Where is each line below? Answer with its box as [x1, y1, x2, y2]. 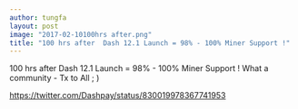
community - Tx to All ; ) [9, 73, 100, 84]
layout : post [9, 22, 59, 31]
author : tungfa [9, 13, 67, 23]
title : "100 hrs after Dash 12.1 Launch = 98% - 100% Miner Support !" [9, 38, 291, 48]
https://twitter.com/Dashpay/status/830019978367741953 [9, 90, 226, 101]
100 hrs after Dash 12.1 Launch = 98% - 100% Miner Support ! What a [9, 63, 269, 74]
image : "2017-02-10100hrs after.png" [9, 30, 153, 39]
